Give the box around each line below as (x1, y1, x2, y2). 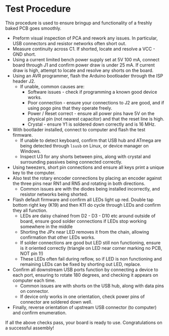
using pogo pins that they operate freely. (27, 105, 112, 111)
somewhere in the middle (20, 223, 73, 230)
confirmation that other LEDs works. (20, 234, 95, 240)
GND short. (12, 51, 36, 57)
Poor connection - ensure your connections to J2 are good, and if (27, 99, 164, 105)
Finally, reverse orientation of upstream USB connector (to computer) (12, 304, 157, 310)
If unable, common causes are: (20, 83, 85, 89)
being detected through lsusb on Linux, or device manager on (20, 142, 149, 148)
